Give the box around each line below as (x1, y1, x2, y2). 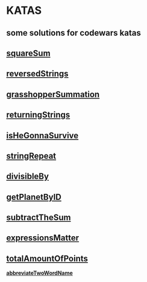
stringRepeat (6, 150, 57, 161)
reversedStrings (6, 69, 69, 79)
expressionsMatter (6, 233, 80, 243)
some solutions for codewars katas (6, 28, 142, 38)
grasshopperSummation (6, 89, 100, 100)
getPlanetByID (6, 191, 61, 202)
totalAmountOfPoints (6, 253, 89, 263)
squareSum (6, 48, 51, 58)
